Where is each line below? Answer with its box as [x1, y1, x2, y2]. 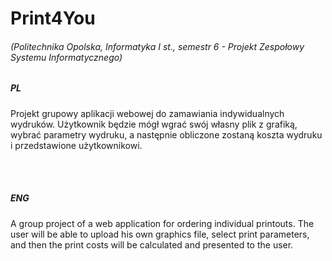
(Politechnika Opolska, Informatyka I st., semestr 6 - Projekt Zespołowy [10, 40, 305, 52]
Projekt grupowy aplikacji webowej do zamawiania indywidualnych [10, 107, 285, 119]
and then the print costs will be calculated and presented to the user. [10, 238, 294, 251]
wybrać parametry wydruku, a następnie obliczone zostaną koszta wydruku [10, 128, 323, 141]
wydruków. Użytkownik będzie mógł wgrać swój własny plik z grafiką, [10, 118, 298, 130]
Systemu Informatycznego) [10, 51, 123, 63]
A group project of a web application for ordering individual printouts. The [10, 217, 315, 229]
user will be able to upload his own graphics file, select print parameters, [10, 228, 310, 240]
